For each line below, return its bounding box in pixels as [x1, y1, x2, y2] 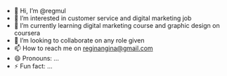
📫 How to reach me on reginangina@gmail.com [13, 44, 153, 52]
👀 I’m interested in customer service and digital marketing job [13, 14, 192, 22]
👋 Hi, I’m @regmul [13, 7, 67, 15]
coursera [13, 29, 41, 37]
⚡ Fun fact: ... [13, 62, 53, 70]
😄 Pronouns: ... [13, 54, 60, 62]
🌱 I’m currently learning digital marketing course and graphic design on [13, 22, 220, 29]
